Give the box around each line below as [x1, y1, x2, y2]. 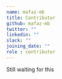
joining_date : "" [6, 43, 50, 50]
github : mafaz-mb [6, 20, 50, 26]
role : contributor [6, 49, 56, 55]
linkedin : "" [6, 32, 40, 38]
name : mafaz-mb [6, 9, 45, 15]
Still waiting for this [6, 66, 55, 73]
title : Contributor [6, 15, 56, 21]
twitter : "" [6, 26, 36, 32]
